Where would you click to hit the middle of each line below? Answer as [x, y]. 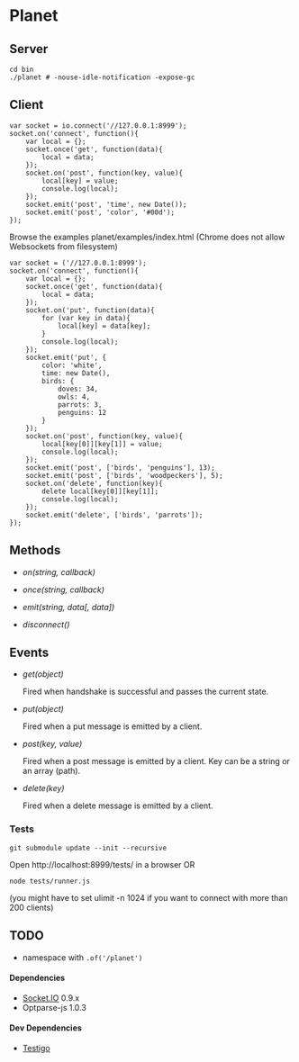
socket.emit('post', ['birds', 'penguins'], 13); [121, 468]
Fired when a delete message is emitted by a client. [118, 805]
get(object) [43, 674]
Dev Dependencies [46, 1028]
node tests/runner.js [50, 881]
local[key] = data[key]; [104, 326]
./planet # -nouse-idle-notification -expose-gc [102, 77]
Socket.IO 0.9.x [51, 998]
